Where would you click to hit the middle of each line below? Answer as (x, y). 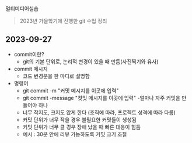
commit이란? (29, 54)
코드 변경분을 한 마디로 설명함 (56, 76)
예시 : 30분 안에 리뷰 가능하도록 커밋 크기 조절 (75, 134)
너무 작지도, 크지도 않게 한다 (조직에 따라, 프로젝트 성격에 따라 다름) (99, 112)
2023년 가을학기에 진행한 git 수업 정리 (63, 21)
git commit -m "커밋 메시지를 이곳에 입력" (71, 90)
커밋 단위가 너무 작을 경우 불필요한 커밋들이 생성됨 (79, 119)
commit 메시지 (31, 69)
